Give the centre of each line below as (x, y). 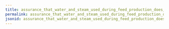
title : (12, 10)
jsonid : (13, 19)
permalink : (17, 14)
